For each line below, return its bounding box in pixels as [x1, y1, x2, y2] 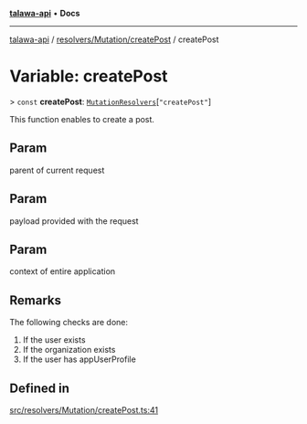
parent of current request [9, 164, 105, 175]
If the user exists [22, 334, 86, 345]
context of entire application [9, 266, 116, 277]
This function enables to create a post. [9, 113, 155, 124]
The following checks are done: [9, 317, 129, 328]
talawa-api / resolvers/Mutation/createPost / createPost [9, 34, 219, 45]
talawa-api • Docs [9, 8, 80, 18]
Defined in [9, 380, 70, 396]
